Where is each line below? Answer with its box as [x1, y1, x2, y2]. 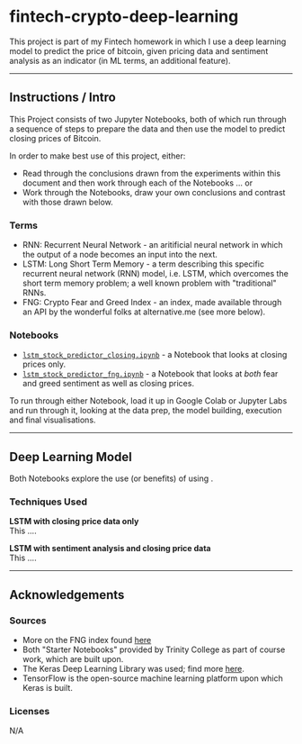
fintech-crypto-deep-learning [9, 6, 239, 27]
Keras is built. [22, 683, 74, 694]
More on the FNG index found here [22, 635, 152, 646]
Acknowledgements [9, 587, 125, 603]
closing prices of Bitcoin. [9, 132, 102, 143]
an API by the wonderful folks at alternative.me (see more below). [22, 306, 266, 317]
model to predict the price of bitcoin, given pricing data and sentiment [9, 45, 269, 56]
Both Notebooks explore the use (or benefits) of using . [9, 473, 214, 484]
